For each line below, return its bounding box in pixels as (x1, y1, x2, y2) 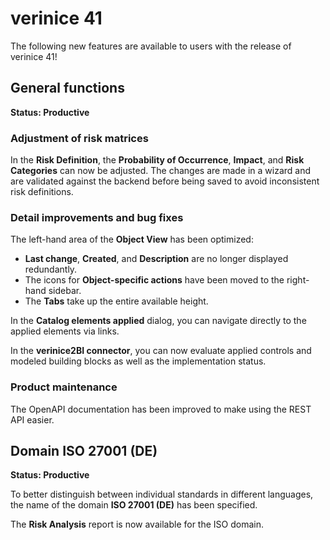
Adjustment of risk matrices (10, 131, 149, 145)
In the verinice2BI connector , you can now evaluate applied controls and (10, 345, 312, 357)
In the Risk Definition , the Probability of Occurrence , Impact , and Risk (10, 154, 305, 166)
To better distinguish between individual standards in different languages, (10, 488, 314, 501)
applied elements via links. (10, 325, 120, 337)
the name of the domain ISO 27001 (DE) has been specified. (10, 499, 258, 511)
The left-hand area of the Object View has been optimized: (10, 233, 254, 246)
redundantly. (24, 263, 78, 276)
